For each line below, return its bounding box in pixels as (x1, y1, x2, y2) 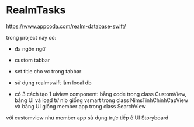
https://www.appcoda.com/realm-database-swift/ (6, 23, 126, 30)
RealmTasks (6, 3, 66, 17)
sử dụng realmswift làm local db (14, 79, 92, 86)
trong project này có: (6, 34, 57, 41)
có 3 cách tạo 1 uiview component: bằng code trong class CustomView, (14, 90, 187, 97)
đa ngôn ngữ (14, 45, 46, 52)
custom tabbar (14, 57, 50, 63)
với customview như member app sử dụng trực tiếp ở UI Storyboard (6, 114, 169, 121)
